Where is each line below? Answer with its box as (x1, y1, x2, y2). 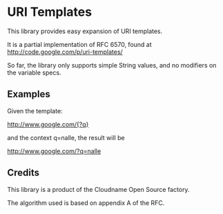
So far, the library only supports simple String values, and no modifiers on (7, 61, 217, 69)
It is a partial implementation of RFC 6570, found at (7, 40, 152, 48)
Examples (7, 88, 50, 100)
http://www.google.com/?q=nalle (7, 146, 101, 155)
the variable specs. (7, 68, 61, 77)
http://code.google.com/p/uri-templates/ (7, 48, 123, 56)
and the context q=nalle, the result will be (7, 133, 126, 142)
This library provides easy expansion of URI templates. (7, 27, 163, 35)
